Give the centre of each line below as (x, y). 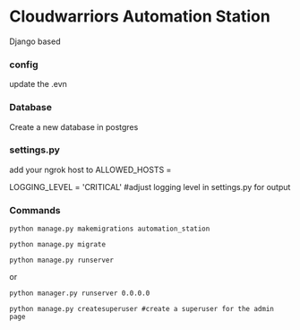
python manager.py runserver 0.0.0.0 (80, 293)
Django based (35, 41)
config (24, 65)
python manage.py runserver (62, 261)
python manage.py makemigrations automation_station (110, 229)
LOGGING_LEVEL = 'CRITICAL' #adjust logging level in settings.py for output (150, 187)
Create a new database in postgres (74, 126)
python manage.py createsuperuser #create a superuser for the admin (142, 309)
